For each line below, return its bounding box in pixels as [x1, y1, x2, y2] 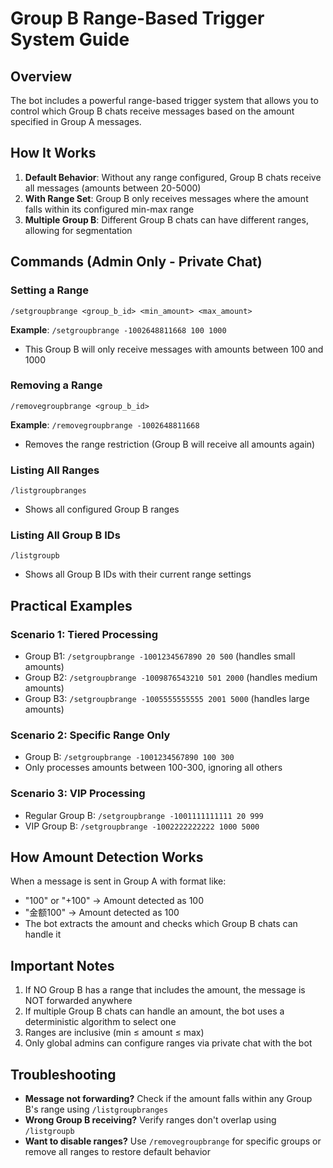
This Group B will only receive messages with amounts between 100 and [24, 343, 324, 355]
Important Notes [10, 957, 115, 974]
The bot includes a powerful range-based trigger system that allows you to [10, 95, 319, 106]
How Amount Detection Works [10, 849, 204, 866]
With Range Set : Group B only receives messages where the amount [24, 192, 309, 204]
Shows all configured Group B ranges [24, 503, 180, 516]
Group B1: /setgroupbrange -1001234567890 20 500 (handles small [24, 650, 296, 662]
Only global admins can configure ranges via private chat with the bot [24, 1037, 313, 1049]
